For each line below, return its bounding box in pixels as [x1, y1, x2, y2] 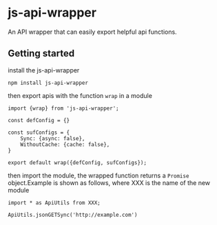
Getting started [8, 48, 75, 59]
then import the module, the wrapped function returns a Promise [8, 171, 189, 179]
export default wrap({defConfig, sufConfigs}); [8, 159, 147, 166]
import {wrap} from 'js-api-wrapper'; [8, 105, 119, 112]
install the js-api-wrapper [8, 66, 80, 74]
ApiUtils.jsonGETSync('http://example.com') [8, 211, 138, 218]
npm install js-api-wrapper [8, 79, 89, 86]
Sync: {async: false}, [20, 135, 85, 142]
